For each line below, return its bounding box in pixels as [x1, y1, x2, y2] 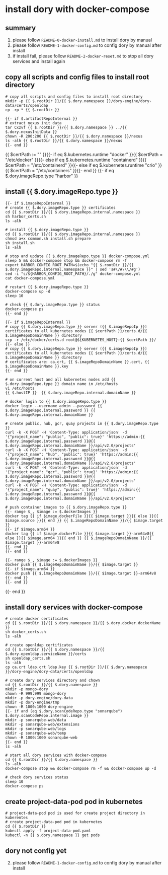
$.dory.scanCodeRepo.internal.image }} [5, 713, 89, 718]
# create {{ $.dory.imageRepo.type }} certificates [5, 205, 116, 210]
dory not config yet [5, 846, 67, 855]
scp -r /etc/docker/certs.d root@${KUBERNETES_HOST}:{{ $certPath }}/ [5, 337, 156, 342]
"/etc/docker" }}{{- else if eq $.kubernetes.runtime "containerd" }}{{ [5, 157, 147, 163]
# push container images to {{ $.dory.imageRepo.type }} [5, 504, 127, 509]
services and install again [12, 58, 65, 64]
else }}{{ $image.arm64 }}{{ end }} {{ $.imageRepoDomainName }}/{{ [5, 535, 152, 541]
